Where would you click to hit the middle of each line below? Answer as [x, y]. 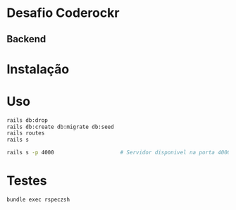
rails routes [26, 133]
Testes [27, 181]
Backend [26, 39]
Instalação [38, 69]
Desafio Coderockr [63, 13]
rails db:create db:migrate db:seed [60, 127]
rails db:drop [27, 120]
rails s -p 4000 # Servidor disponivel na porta [111, 153]
